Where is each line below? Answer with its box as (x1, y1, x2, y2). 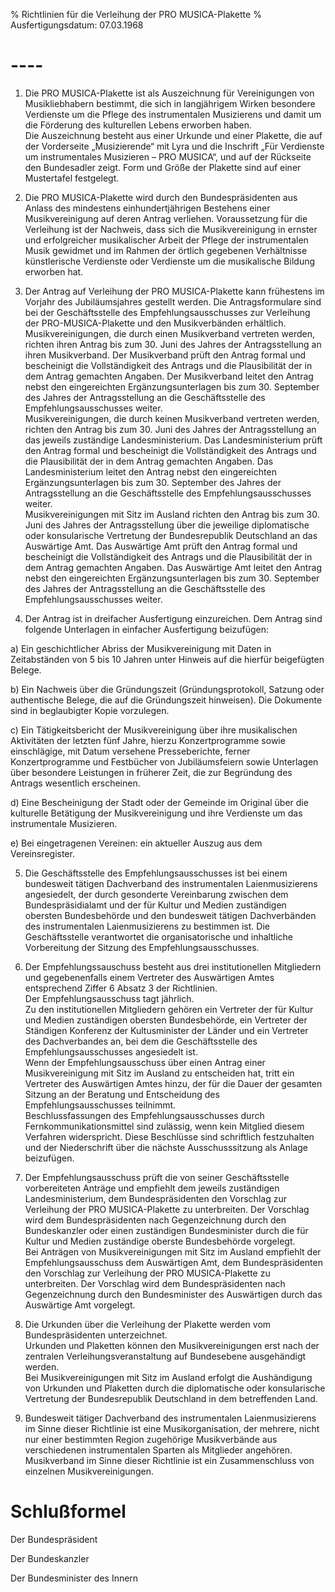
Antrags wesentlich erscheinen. (10, 777, 141, 789)
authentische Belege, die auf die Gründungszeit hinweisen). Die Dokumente (10, 694, 323, 706)
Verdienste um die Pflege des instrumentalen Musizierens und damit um (24, 108, 322, 120)
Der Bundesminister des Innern (10, 1572, 139, 1584)
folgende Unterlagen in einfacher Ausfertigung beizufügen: (24, 623, 269, 635)
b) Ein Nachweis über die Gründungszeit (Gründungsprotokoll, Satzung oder (10, 683, 325, 695)
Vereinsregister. (10, 847, 75, 859)
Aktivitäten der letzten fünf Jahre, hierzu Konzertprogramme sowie (10, 734, 286, 746)
